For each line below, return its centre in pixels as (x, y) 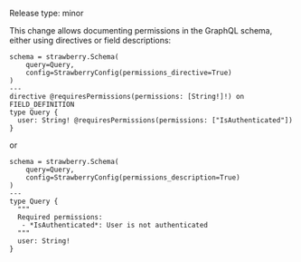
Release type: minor (47, 13)
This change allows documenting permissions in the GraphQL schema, (141, 30)
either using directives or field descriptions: (90, 40)
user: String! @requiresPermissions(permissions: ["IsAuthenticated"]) (155, 121)
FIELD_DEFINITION (42, 104)
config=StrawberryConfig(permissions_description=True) (133, 178)
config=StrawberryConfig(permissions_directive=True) (129, 73)
